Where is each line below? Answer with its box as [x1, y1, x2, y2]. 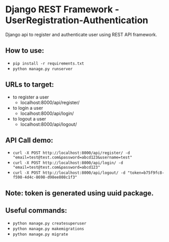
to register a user [12, 94, 49, 100]
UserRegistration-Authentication [5, 14, 149, 26]
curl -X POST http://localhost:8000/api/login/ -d [12, 160, 123, 166]
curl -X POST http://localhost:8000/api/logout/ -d [12, 170, 125, 175]
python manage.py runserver [12, 66, 73, 71]
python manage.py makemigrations [12, 226, 84, 231]
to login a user [12, 105, 44, 111]
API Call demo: [5, 136, 54, 145]
